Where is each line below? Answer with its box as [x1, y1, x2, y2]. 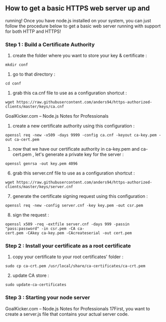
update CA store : [12, 272, 49, 278]
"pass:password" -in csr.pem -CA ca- [5, 226, 85, 231]
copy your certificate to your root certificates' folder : [12, 254, 124, 260]
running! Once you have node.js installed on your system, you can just [5, 17, 151, 23]
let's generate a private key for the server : [35, 152, 124, 158]
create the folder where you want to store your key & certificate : [12, 53, 147, 59]
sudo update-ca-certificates [5, 282, 67, 288]
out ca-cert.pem [5, 137, 39, 142]
